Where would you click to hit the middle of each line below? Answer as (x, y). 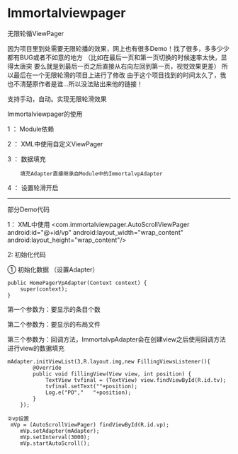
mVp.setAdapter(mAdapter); (60, 431)
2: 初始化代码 (27, 254)
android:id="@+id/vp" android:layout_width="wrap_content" (96, 232)
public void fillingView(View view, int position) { (112, 374)
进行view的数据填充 (36, 348)
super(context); (44, 289)
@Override (47, 368)
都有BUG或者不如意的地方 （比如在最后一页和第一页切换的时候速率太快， (114, 57)
